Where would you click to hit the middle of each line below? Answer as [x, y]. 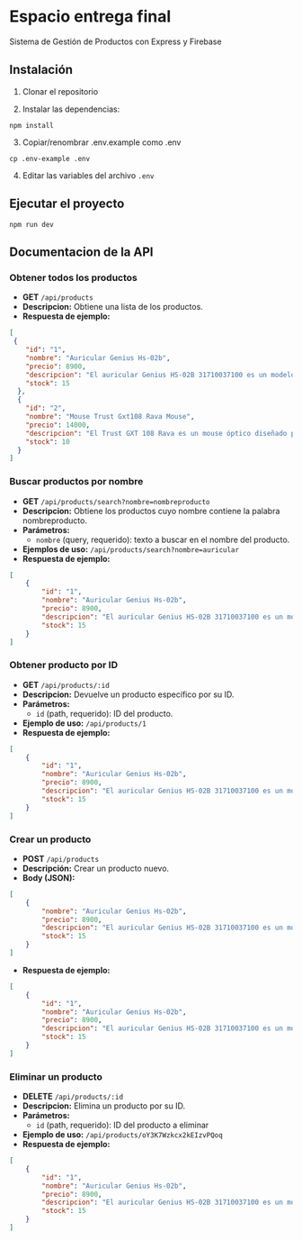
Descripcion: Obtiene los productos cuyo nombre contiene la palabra [151, 511]
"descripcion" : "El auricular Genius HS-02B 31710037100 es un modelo [160, 375]
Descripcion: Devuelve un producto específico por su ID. [128, 694]
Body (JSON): [49, 878]
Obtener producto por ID [64, 665]
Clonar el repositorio [60, 91]
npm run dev [31, 224]
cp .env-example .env [50, 158]
